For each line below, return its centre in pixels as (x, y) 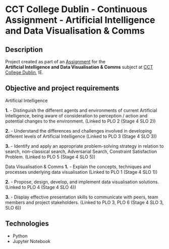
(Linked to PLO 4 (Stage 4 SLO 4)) (41, 187)
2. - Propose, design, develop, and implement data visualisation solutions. (82, 182)
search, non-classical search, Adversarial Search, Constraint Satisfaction (81, 151)
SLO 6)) (13, 207)
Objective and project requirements (62, 88)
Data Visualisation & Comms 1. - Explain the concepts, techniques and (78, 167)
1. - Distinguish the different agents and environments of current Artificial (81, 110)
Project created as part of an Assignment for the (55, 61)
